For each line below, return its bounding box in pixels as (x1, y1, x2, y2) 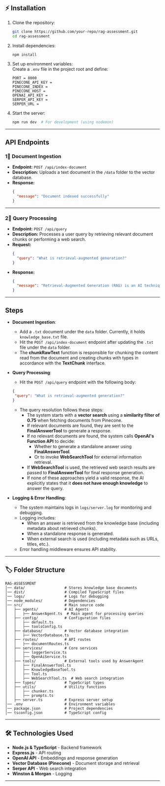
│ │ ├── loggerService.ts (5, 650, 67, 655)
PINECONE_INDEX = (12, 84, 48, 90)
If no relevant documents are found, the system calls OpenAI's (27, 433, 154, 439)
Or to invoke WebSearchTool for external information (34, 454, 142, 459)
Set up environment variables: (12, 61, 73, 67)
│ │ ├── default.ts (5, 620, 54, 625)
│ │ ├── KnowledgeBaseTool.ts (5, 667, 76, 672)
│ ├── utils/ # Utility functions (5, 685, 107, 689)
